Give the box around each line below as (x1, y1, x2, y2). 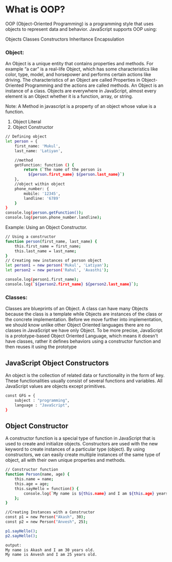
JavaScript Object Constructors (5, 359, 109, 367)
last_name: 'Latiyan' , (14, 148, 63, 154)
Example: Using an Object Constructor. (5, 224, 88, 231)
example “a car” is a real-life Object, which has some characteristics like (5, 66, 158, 72)
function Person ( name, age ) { (5, 472, 70, 477)
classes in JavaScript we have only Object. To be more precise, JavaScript (5, 327, 163, 333)
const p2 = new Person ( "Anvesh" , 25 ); (5, 519, 88, 524)
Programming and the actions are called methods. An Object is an (25, 82, 164, 88)
